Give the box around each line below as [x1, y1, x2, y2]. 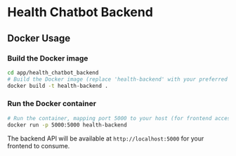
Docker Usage [7, 32, 71, 44]
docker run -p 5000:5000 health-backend [7, 121, 128, 129]
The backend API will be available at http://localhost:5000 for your [7, 134, 204, 143]
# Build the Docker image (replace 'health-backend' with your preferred [7, 75, 228, 83]
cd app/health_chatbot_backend [7, 69, 99, 76]
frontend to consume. [7, 141, 70, 150]
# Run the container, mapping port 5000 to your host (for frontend [7, 115, 212, 122]
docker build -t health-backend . [7, 82, 109, 89]
